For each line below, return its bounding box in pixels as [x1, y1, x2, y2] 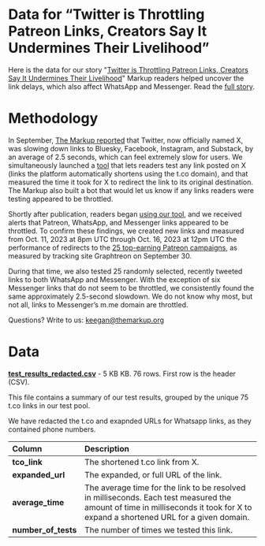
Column [12, 443, 43, 454]
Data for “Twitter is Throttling [8, 6, 205, 24]
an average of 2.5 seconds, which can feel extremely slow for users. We [8, 152, 243, 162]
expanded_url [12, 469, 65, 480]
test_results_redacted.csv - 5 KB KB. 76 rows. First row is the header [8, 369, 237, 378]
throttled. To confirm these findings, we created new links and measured [8, 226, 244, 236]
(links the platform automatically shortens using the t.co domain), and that [8, 169, 248, 178]
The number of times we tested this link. [84, 524, 233, 535]
